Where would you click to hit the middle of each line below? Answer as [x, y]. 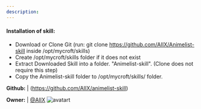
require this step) [36, 70]
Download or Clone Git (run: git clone [61, 44]
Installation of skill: [31, 31]
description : [23, 12]
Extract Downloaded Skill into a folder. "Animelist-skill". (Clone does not [104, 63]
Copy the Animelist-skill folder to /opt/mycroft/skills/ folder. [89, 76]
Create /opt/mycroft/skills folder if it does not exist [78, 57]
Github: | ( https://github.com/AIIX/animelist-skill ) [67, 88]
